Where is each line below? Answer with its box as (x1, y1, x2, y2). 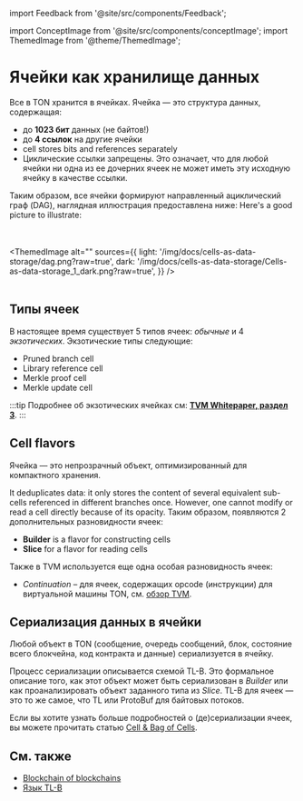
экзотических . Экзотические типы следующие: (9, 335, 193, 346)
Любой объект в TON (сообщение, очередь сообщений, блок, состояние (9, 638, 293, 649)
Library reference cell (22, 363, 103, 374)
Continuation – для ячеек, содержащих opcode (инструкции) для (22, 578, 273, 589)
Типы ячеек (9, 302, 80, 317)
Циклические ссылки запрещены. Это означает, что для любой (22, 153, 269, 164)
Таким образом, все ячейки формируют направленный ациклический (9, 190, 281, 201)
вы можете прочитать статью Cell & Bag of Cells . (9, 722, 198, 733)
